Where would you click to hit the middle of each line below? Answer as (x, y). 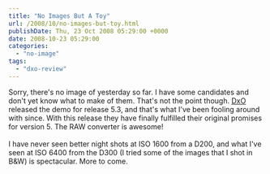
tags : (17, 62)
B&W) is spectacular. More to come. (68, 161)
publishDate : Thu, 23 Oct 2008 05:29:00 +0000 (88, 31)
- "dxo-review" (41, 69)
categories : (28, 46)
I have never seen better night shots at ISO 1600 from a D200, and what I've (135, 144)
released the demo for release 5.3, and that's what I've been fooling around (134, 109)
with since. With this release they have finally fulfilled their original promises (135, 118)
